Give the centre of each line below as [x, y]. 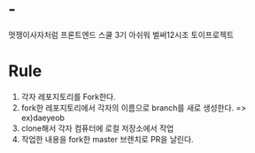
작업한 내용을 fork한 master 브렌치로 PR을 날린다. [107, 139]
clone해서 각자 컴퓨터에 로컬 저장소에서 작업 [97, 128]
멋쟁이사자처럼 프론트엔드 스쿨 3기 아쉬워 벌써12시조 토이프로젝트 [121, 34]
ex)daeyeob [43, 118]
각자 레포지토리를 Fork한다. [68, 96]
